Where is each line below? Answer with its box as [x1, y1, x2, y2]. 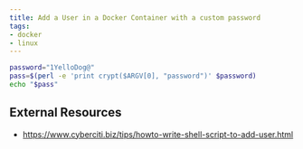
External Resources [9, 105, 122, 120]
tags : [9, 22, 30, 31]
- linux [9, 38, 39, 48]
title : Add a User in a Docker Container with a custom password [9, 13, 260, 23]
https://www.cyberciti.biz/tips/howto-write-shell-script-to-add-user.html [22, 128, 294, 140]
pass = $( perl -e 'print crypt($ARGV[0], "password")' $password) [9, 71, 257, 81]
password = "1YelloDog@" [9, 63, 95, 72]
